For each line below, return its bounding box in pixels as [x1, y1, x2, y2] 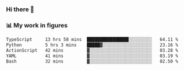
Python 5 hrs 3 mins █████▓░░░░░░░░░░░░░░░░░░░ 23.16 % [6, 42, 179, 48]
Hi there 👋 [6, 5, 35, 13]
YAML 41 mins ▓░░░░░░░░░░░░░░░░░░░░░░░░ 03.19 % [6, 52, 179, 59]
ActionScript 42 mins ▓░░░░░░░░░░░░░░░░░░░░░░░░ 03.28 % [6, 47, 179, 53]
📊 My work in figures [6, 21, 68, 29]
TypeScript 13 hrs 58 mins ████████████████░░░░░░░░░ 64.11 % [6, 37, 179, 43]
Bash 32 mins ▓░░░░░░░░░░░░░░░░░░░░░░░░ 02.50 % [6, 58, 179, 64]
